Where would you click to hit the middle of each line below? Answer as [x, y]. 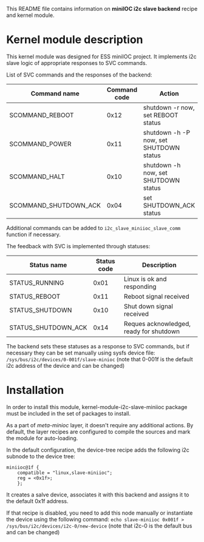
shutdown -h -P [166, 132]
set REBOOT [161, 115]
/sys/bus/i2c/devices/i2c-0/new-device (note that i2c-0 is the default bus [99, 526]
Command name [55, 93]
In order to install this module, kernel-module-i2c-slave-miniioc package [97, 407]
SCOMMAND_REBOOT [42, 115]
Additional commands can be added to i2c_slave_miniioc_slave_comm [93, 228]
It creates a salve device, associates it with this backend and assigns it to [98, 495]
